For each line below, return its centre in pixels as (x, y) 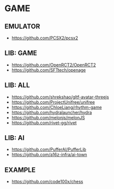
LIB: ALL (17, 85)
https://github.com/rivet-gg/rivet (44, 123)
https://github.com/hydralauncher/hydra (52, 112)
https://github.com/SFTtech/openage (49, 70)
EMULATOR (22, 26)
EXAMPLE (20, 170)
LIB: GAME (21, 53)
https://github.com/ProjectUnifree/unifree (53, 102)
